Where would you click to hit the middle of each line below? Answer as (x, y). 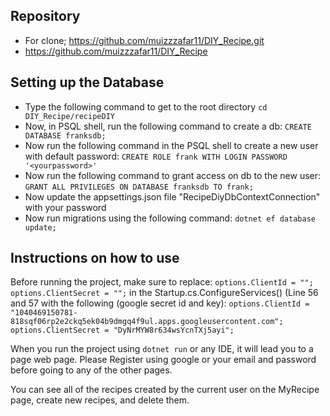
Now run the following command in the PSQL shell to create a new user (171, 145)
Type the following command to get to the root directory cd (146, 106)
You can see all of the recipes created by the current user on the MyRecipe (165, 390)
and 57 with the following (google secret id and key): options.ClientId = (160, 303)
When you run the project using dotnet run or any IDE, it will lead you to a (162, 349)
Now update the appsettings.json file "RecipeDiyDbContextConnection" (172, 196)
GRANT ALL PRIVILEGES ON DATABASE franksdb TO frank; (139, 187)
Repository (45, 16)
